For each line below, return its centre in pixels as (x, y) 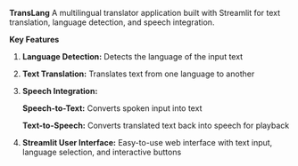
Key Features (34, 40)
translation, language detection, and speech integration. (112, 22)
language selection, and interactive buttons (102, 152)
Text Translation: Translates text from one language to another (138, 74)
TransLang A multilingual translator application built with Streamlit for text (145, 13)
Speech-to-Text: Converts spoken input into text (112, 108)
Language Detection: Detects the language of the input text (132, 56)
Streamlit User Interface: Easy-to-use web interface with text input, (147, 142)
